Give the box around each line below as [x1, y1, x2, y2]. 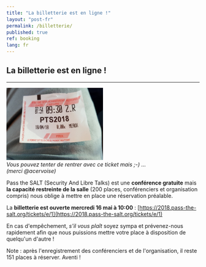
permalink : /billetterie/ [6, 23, 72, 29]
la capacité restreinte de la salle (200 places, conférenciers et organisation [6, 185, 198, 192]
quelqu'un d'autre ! [6, 235, 55, 243]
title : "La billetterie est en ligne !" [6, 10, 112, 16]
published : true [6, 29, 48, 35]
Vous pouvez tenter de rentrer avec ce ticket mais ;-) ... [6, 161, 147, 168]
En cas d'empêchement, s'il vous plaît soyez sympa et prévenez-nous [6, 222, 184, 229]
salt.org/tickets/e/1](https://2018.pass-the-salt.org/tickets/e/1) [6, 210, 163, 218]
